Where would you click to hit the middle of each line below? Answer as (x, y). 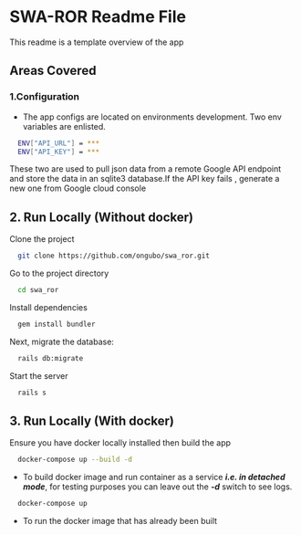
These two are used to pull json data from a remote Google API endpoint (145, 169)
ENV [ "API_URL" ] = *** (59, 143)
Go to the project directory (59, 273)
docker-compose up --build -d (75, 460)
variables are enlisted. (64, 126)
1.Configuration (45, 97)
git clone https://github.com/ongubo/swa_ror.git (114, 256)
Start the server (39, 375)
